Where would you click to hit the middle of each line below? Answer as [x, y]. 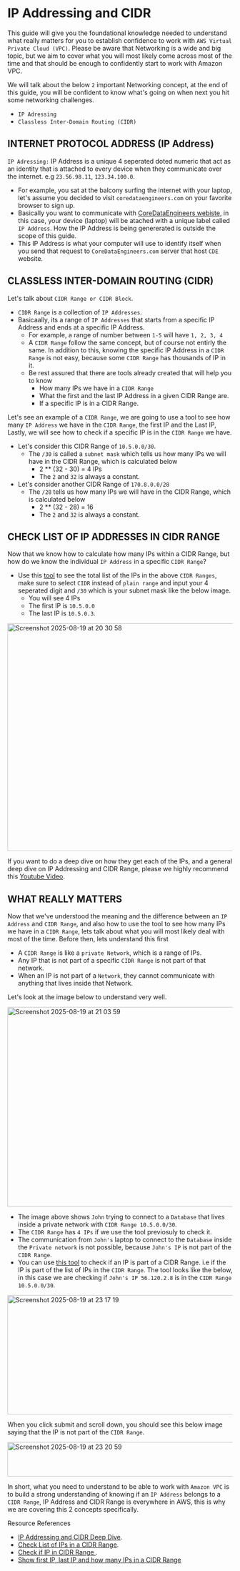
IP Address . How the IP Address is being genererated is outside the [117, 228]
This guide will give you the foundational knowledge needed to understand [117, 33]
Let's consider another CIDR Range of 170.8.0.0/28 [94, 484]
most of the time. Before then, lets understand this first [88, 939]
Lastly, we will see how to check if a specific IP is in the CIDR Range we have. [120, 432]
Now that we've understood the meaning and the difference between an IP [117, 916]
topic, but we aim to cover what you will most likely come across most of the [120, 56]
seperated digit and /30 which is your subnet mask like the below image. [124, 590]
